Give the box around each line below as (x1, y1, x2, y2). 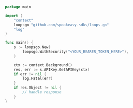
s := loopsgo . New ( (14, 45, 51, 50)
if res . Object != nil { (14, 85, 62, 90)
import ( (5, 13, 23, 18)
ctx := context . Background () (14, 62, 73, 68)
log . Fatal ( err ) (22, 76, 53, 81)
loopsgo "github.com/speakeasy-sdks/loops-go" (14, 22, 109, 27)
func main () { (5, 40, 34, 45)
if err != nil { (14, 72, 47, 76)
